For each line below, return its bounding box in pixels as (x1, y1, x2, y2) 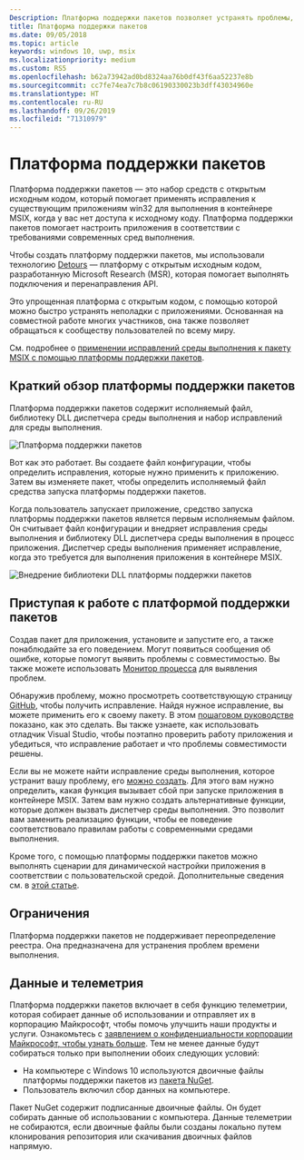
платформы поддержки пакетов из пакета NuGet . (22, 1075, 215, 1086)
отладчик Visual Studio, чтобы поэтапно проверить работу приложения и (9, 728, 293, 740)
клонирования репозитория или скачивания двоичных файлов (9, 1131, 252, 1142)
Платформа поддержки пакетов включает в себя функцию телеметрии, (9, 999, 288, 1010)
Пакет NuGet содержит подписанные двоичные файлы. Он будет (9, 1102, 261, 1113)
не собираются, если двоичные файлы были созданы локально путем (9, 1122, 282, 1133)
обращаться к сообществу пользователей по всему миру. (9, 325, 236, 336)
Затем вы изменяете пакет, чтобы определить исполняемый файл (9, 476, 267, 487)
